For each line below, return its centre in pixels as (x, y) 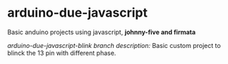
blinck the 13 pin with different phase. (62, 53)
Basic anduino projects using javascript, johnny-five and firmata (102, 32)
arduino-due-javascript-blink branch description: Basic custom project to (114, 45)
